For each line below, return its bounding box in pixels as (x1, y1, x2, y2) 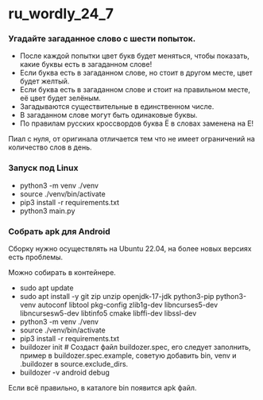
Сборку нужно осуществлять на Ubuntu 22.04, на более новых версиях (8, 244, 252, 254)
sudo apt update (19, 283, 74, 293)
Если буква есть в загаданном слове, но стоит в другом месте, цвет (19, 68, 253, 78)
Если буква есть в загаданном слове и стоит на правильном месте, (19, 85, 250, 95)
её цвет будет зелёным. (19, 93, 102, 103)
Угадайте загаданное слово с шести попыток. (8, 33, 196, 45)
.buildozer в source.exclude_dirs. (19, 359, 129, 369)
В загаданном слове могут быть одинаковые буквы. (19, 111, 198, 120)
